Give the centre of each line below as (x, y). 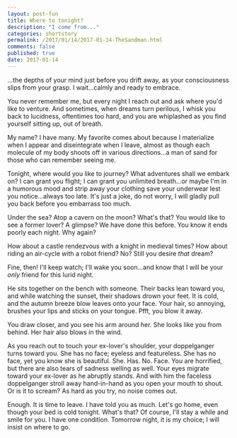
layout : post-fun (33, 14)
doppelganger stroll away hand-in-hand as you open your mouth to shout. (115, 383)
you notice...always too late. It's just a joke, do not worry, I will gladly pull (113, 196)
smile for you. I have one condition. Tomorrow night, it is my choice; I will (113, 419)
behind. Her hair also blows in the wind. (65, 332)
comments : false (31, 47)
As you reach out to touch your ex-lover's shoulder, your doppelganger (111, 345)
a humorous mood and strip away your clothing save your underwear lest (114, 189)
